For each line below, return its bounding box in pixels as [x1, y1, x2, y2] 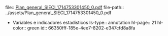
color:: [12, 25, 26, 31]
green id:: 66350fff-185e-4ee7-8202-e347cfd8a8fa [27, 25, 136, 31]
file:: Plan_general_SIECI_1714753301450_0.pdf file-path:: [5, 5, 124, 10]
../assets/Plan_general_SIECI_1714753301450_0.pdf [5, 10, 112, 16]
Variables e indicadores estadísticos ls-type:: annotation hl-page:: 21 [12, 20, 156, 25]
